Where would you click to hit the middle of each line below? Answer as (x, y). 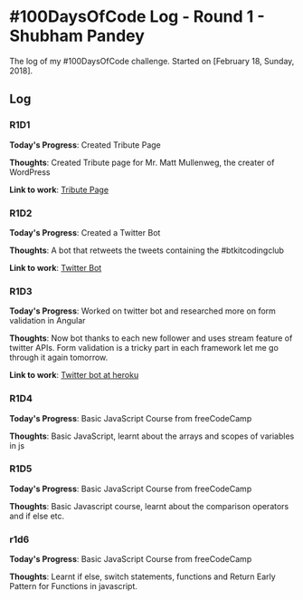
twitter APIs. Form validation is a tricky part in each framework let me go (144, 348)
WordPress (30, 172)
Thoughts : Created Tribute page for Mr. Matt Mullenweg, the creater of (142, 162)
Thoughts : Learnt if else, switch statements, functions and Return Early (142, 576)
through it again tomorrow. (59, 358)
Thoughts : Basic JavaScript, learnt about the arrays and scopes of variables (152, 436)
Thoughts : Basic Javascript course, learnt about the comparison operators (149, 506)
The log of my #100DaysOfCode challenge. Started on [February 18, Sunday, (152, 61)
